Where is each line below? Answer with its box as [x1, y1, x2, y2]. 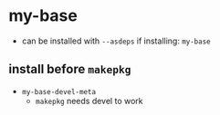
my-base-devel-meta [21, 87, 97, 96]
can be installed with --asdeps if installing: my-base [21, 35, 211, 46]
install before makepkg [8, 62, 131, 77]
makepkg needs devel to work [35, 95, 143, 106]
